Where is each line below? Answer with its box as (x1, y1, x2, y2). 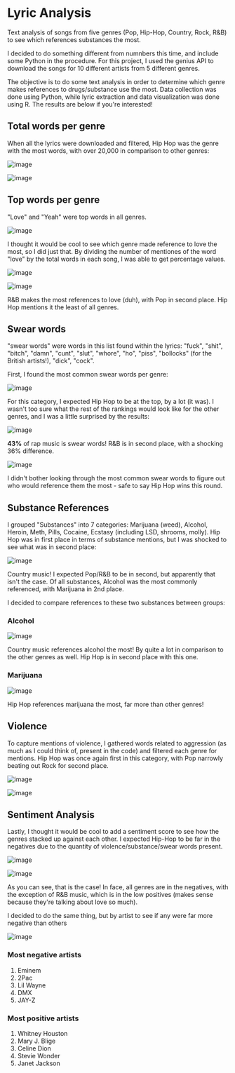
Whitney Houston (17, 1030, 68, 1037)
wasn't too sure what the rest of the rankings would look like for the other (7, 405, 220, 413)
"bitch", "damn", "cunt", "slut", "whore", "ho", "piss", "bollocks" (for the (7, 349, 213, 358)
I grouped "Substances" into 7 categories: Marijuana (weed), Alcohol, (7, 520, 208, 529)
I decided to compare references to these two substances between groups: (7, 598, 226, 607)
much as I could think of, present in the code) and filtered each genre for (7, 746, 217, 755)
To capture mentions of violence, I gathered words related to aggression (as (7, 738, 227, 748)
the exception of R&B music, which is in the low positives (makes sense (7, 891, 214, 899)
